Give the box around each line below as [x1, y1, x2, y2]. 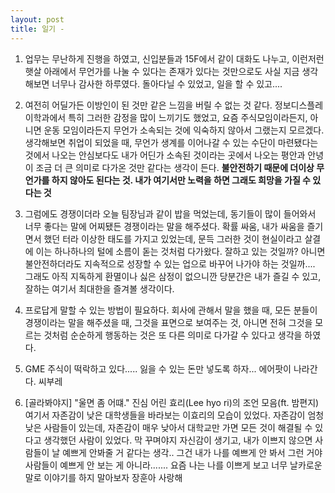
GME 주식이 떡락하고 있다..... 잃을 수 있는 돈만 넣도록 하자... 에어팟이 [24, 362, 292, 375]
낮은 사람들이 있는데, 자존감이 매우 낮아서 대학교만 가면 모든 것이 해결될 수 [24, 421, 313, 433]
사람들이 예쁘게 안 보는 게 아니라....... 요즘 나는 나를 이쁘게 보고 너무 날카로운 [24, 459, 323, 471]
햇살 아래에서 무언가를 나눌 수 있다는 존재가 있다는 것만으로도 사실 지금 [24, 65, 300, 77]
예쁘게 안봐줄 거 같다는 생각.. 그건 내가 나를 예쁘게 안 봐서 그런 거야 [62, 446, 323, 458]
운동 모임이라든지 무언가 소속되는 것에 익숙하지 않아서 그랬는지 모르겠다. [43, 124, 325, 136]
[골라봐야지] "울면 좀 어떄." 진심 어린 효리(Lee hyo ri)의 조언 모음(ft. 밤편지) [24, 396, 320, 408]
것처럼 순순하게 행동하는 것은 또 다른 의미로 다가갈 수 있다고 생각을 [43, 329, 303, 341]
